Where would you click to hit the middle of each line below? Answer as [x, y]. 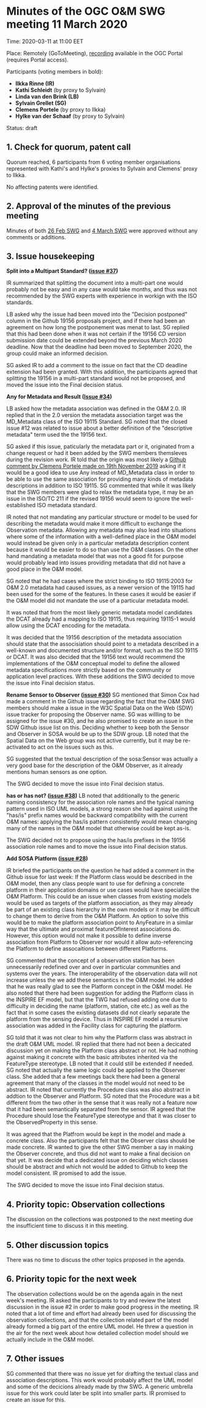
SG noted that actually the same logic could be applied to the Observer [96, 1070]
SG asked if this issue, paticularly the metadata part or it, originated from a [101, 446]
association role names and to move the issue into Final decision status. [97, 847]
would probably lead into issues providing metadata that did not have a [96, 563]
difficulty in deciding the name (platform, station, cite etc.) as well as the [97, 1006]
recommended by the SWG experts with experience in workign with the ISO [102, 296]
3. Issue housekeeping [51, 256]
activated [18, 747]
